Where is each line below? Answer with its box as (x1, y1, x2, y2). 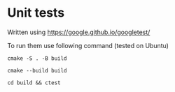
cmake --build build (7, 67, 68, 74)
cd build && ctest (7, 79, 61, 86)
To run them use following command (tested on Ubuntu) (7, 41, 169, 49)
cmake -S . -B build (7, 54, 68, 62)
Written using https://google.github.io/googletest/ (7, 28, 150, 36)
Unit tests (7, 5, 65, 21)
